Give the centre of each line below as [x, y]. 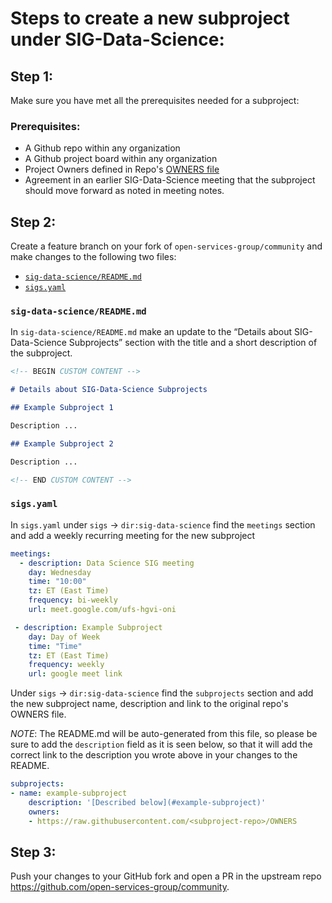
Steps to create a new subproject [150, 18]
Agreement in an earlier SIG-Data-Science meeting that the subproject [170, 180]
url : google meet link [75, 674]
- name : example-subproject [69, 793]
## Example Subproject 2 [62, 443]
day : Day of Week [64, 637]
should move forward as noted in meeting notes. [124, 191]
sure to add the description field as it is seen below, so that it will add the [161, 744]
